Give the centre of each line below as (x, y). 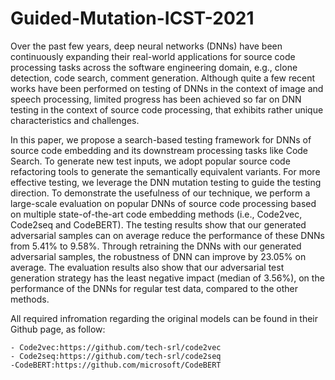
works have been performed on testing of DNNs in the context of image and (167, 88)
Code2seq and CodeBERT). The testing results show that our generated (158, 224)
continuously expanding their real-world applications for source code (153, 56)
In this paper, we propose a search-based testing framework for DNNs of (161, 139)
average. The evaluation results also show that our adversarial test (147, 267)
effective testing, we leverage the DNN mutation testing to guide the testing (166, 182)
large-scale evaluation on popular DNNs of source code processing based (163, 203)
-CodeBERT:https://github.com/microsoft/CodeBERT (116, 365)
